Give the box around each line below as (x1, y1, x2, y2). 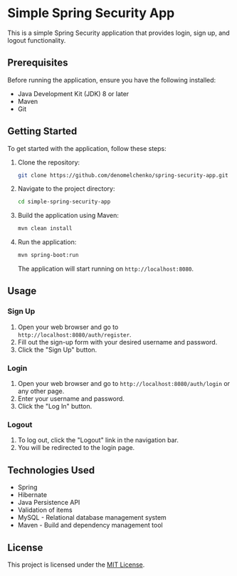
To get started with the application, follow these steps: (7, 144, 167, 152)
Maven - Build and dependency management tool (17, 521, 163, 530)
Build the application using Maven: (17, 211, 120, 220)
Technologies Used (7, 464, 95, 476)
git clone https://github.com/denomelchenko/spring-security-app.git (17, 172, 229, 179)
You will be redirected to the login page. (17, 444, 135, 452)
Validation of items (17, 506, 73, 514)
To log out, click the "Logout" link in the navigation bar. (17, 436, 179, 444)
